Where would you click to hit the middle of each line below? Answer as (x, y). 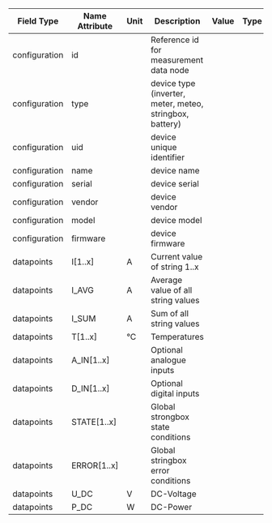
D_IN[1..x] (91, 388)
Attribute (95, 26)
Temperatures (178, 337)
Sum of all (170, 313)
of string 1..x (175, 267)
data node (170, 70)
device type (173, 83)
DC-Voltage (174, 494)
